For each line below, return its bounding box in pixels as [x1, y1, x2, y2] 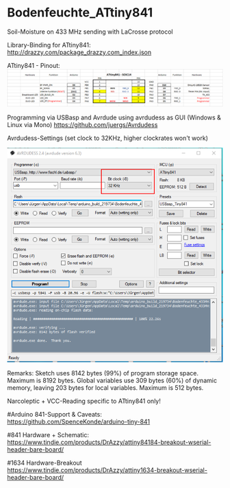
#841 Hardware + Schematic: [7, 431, 90, 439]
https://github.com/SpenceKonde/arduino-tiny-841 [7, 417, 151, 426]
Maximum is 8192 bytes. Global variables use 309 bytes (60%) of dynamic [7, 376, 218, 385]
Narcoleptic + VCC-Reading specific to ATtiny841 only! [7, 397, 161, 406]
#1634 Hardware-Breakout [7, 458, 82, 467]
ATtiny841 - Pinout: [7, 61, 60, 69]
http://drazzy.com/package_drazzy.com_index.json [7, 48, 152, 56]
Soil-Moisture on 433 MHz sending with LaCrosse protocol [7, 27, 173, 36]
